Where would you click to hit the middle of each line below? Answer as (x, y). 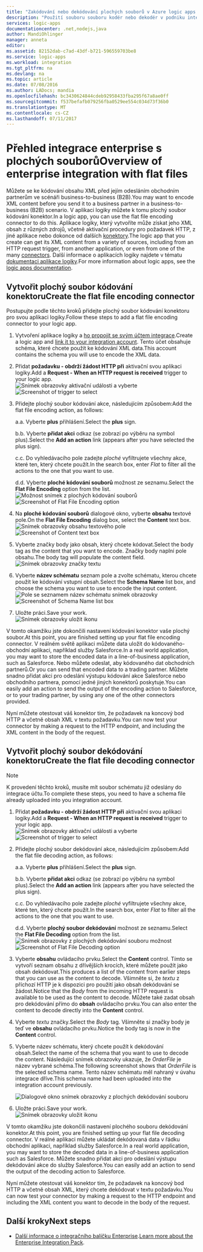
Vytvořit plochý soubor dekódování (75, 752)
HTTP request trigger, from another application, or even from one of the (96, 249)
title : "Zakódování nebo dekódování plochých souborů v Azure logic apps (101, 12)
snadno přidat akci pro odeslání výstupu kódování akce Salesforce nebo (96, 676)
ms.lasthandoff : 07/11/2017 (42, 118)
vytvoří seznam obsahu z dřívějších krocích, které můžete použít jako (101, 965)
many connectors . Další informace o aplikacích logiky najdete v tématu (94, 255)
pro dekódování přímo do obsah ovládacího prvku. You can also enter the (106, 1004)
